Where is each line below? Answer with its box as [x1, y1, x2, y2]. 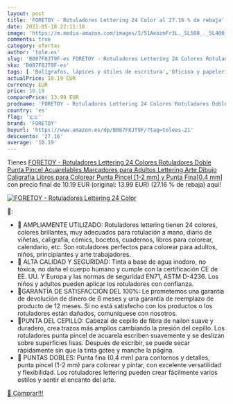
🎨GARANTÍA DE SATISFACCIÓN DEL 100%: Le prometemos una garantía [17, 287, 225, 296]
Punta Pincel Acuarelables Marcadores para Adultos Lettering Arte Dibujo [7, 166, 217, 174]
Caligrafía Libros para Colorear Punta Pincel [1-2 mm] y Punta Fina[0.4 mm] [7, 173, 223, 181]
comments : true [7, 36, 51, 43]
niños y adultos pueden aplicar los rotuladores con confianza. [17, 280, 194, 288]
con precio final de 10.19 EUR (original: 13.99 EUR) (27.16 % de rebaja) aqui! [7, 180, 222, 189]
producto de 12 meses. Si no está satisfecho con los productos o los [17, 302, 213, 310]
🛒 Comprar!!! [7, 389, 44, 398]
